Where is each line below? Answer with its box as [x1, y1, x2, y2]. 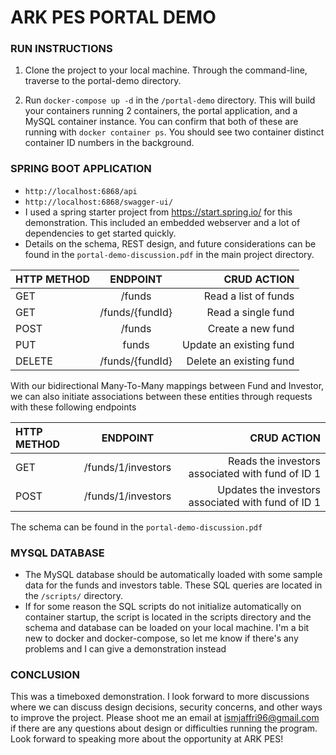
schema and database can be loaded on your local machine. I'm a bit [24, 622, 310, 634]
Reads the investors [227, 454, 321, 468]
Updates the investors [217, 482, 321, 496]
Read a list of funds [203, 289, 295, 303]
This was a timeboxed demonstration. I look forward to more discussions [10, 691, 310, 703]
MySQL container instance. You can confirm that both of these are [24, 116, 299, 128]
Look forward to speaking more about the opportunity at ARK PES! [10, 733, 284, 745]
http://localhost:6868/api [24, 186, 138, 196]
